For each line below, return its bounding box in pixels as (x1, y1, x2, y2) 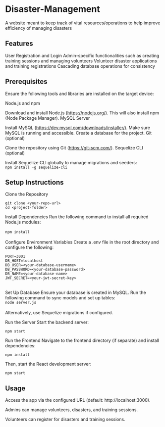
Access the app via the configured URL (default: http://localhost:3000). (5, 397, 151, 403)
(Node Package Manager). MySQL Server (5, 115, 90, 121)
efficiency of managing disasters (5, 25, 72, 31)
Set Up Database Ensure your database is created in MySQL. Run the (5, 289, 146, 295)
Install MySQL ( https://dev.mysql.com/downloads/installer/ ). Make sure (5, 125, 150, 131)
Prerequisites (5, 78, 48, 86)
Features (5, 40, 33, 48)
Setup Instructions (5, 178, 64, 187)
